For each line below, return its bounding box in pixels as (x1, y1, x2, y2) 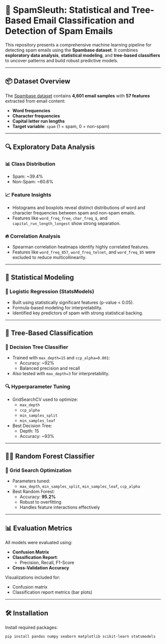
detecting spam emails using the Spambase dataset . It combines (5, 47, 138, 53)
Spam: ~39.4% (12, 173, 43, 179)
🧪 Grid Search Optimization (5, 467, 72, 474)
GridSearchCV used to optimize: (12, 396, 78, 402)
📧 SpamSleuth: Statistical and (5, 4, 129, 16)
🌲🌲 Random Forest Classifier (5, 452, 95, 461)
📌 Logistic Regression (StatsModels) (5, 288, 94, 295)
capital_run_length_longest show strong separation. (12, 220, 121, 226)
